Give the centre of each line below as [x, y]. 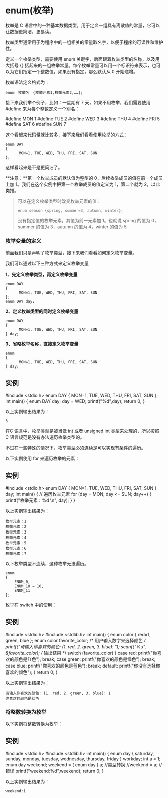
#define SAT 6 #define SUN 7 [36, 124]
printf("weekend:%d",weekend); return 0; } [59, 771]
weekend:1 [16, 791]
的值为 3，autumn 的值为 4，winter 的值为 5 [81, 227]
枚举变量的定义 [23, 241]
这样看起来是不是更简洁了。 [34, 167]
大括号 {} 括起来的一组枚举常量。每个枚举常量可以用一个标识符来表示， [78, 65]
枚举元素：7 [16, 553]
